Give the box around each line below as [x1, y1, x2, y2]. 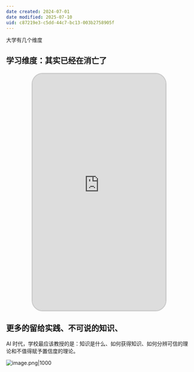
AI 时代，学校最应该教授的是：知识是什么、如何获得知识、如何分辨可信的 [6, 340, 183, 347]
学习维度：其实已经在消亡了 [6, 56, 107, 66]
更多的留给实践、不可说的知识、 [6, 323, 123, 334]
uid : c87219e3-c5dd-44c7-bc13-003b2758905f [6, 19, 115, 25]
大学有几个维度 [6, 37, 42, 44]
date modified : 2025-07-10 [6, 14, 73, 20]
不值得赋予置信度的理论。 [16, 347, 78, 354]
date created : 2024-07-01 [6, 8, 70, 15]
